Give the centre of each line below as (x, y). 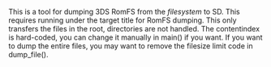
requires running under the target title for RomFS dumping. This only (123, 20)
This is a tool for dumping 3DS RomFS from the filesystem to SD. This (125, 12)
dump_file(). (28, 54)
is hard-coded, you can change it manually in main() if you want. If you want (135, 37)
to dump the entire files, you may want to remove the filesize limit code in (131, 46)
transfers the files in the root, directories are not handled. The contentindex (134, 29)
